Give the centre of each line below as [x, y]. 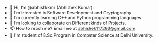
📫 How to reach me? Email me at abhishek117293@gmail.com [72, 28]
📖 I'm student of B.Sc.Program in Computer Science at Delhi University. [81, 35]
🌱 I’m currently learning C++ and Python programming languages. [76, 18]
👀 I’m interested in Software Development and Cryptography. [71, 13]
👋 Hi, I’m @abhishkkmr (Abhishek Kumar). [52, 7]
